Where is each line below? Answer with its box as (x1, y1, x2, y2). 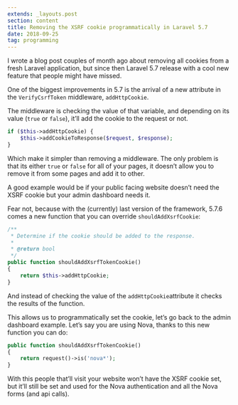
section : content (7, 17, 59, 24)
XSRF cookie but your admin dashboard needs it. (7, 190, 151, 199)
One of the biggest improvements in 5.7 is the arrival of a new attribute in (7, 85, 222, 94)
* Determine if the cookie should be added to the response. (10, 232, 195, 239)
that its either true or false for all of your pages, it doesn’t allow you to (7, 162, 215, 170)
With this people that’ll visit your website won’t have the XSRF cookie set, (7, 374, 222, 383)
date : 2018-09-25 (7, 30, 59, 38)
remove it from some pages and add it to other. (7, 169, 145, 178)
